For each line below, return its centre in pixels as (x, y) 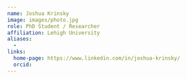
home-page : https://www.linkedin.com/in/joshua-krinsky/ (97, 58)
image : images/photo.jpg (43, 20)
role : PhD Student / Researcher (53, 26)
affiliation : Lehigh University (53, 33)
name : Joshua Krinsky (38, 13)
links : (17, 52)
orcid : (23, 65)
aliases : (20, 39)
